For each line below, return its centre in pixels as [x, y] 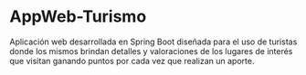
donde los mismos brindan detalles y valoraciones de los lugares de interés [151, 51]
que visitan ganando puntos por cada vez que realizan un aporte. [132, 61]
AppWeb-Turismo [78, 17]
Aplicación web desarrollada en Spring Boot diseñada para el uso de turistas [153, 42]
